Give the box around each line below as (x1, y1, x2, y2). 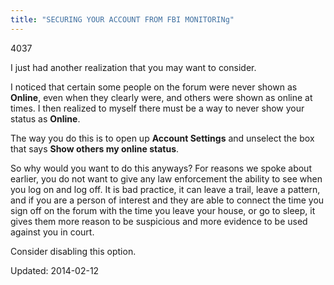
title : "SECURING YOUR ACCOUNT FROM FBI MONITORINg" (10, 14, 235, 25)
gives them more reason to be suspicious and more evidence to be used (10, 215, 308, 227)
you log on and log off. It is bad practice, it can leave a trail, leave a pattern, (10, 183, 321, 195)
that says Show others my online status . (10, 142, 180, 155)
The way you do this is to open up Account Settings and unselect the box (10, 132, 315, 144)
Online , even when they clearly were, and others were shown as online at (10, 91, 313, 103)
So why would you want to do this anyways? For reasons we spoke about (10, 162, 312, 174)
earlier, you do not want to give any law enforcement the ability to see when (10, 172, 323, 185)
